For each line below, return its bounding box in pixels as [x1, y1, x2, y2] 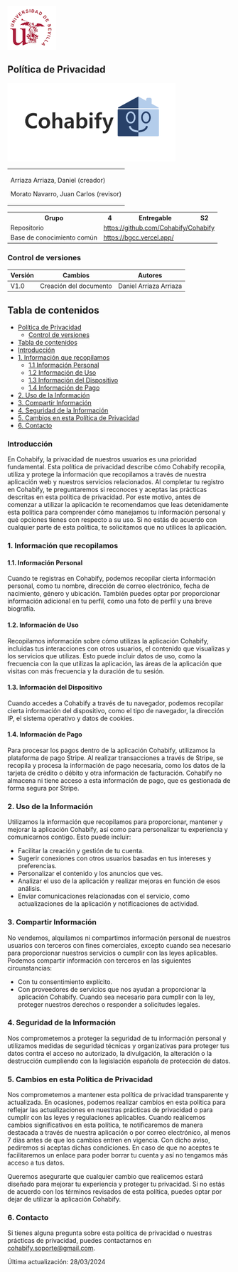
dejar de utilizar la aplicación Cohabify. [7, 1195, 121, 1204]
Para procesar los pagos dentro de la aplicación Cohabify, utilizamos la [7, 746, 215, 754]
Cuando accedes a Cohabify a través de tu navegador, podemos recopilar [7, 699, 224, 707]
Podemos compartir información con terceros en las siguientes [7, 956, 192, 965]
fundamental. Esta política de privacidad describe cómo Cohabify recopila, [7, 463, 226, 471]
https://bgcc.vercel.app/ [103, 233, 174, 242]
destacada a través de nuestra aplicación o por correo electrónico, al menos [7, 1128, 231, 1137]
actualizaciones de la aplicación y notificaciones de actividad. [17, 899, 199, 908]
